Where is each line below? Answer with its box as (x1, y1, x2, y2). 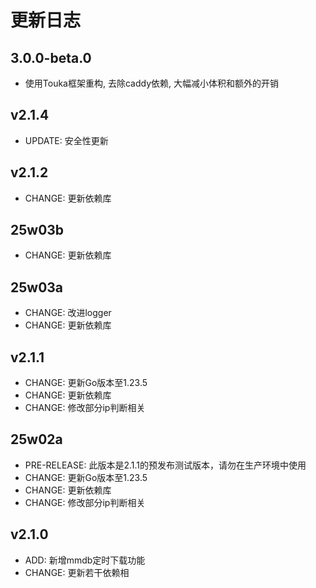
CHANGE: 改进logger (24, 307, 112, 319)
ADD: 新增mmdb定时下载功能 (24, 554, 146, 566)
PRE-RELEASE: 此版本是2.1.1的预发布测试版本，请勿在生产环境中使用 (24, 459, 307, 471)
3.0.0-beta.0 (10, 49, 92, 66)
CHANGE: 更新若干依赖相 (24, 566, 130, 578)
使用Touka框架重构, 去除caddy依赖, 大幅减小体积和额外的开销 (24, 77, 279, 89)
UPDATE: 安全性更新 (24, 134, 109, 146)
